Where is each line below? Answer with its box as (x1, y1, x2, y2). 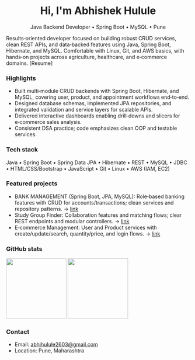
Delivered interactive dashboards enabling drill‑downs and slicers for (14, 112, 180, 119)
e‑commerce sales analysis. (14, 119, 82, 126)
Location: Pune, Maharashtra (14, 347, 85, 354)
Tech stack (6, 146, 38, 154)
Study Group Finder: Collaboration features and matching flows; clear (14, 212, 182, 219)
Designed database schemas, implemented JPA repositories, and (14, 100, 172, 107)
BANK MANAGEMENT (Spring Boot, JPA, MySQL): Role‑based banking (14, 193, 185, 200)
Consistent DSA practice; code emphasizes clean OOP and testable (14, 124, 177, 132)
